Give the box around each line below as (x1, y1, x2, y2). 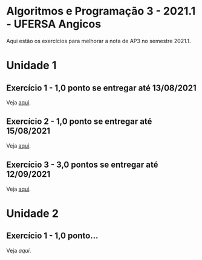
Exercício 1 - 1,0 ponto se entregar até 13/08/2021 (6, 83, 197, 93)
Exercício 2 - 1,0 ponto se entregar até (6, 117, 152, 127)
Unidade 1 (6, 59, 57, 72)
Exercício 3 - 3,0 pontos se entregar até (6, 160, 158, 170)
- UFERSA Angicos (6, 17, 102, 31)
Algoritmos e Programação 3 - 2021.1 (6, 4, 196, 18)
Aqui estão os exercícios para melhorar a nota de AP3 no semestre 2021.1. (6, 37, 191, 44)
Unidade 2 (6, 207, 59, 220)
